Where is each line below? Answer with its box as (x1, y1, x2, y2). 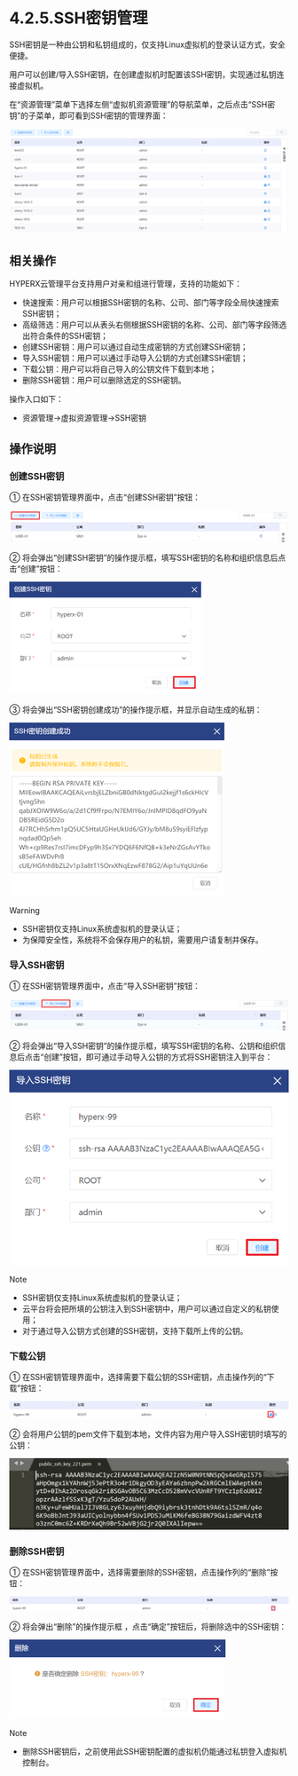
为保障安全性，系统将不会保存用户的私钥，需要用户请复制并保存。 (21, 934, 263, 945)
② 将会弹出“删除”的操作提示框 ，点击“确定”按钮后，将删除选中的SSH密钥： (9, 1622, 287, 1632)
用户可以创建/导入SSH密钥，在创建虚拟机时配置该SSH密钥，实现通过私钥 (9, 68, 277, 80)
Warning (9, 904, 40, 915)
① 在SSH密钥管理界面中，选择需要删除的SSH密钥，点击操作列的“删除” (9, 1567, 271, 1578)
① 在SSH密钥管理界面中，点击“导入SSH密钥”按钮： (9, 981, 201, 991)
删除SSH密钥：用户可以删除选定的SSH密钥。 (21, 375, 186, 386)
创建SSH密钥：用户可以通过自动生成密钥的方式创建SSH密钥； (21, 342, 248, 352)
